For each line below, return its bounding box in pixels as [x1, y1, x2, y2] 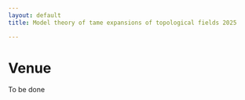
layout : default [8, 11, 61, 20]
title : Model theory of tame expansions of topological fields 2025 [8, 19, 237, 27]
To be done [8, 85, 46, 95]
